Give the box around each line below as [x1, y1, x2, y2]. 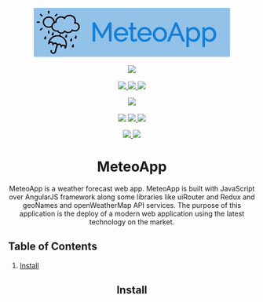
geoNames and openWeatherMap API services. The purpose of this [22, 200, 242, 209]
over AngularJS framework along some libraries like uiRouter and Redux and [9, 192, 255, 202]
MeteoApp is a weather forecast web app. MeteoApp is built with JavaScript [9, 184, 255, 193]
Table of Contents [8, 240, 98, 253]
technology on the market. [89, 216, 175, 227]
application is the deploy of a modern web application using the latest [19, 209, 245, 218]
